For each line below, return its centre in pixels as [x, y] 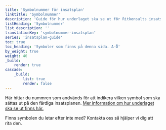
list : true [34, 79]
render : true [27, 65]
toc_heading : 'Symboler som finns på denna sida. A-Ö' [63, 47]
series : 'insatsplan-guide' [34, 38]
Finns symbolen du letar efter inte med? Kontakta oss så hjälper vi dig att [79, 118]
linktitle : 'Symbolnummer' [33, 14]
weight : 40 [16, 56]
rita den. [14, 123]
